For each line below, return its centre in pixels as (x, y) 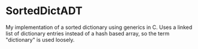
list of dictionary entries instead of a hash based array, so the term (88, 33)
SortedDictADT (44, 11)
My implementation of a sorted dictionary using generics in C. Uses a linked (99, 27)
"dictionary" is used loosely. (40, 40)
